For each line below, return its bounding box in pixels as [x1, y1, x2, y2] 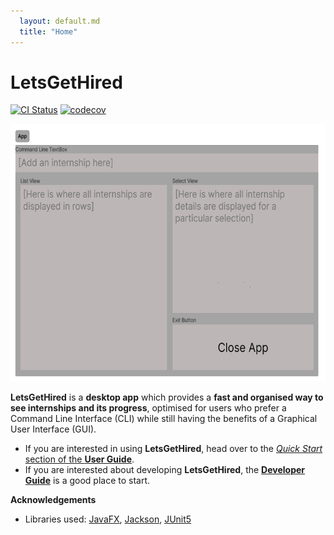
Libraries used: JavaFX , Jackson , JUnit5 [24, 513, 192, 525]
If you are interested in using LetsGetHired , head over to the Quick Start [24, 443, 323, 455]
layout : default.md [19, 16, 101, 26]
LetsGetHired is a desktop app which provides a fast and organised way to [10, 391, 324, 404]
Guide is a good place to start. [24, 475, 151, 487]
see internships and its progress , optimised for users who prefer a [10, 402, 287, 414]
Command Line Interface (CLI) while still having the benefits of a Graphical [10, 413, 318, 425]
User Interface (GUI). [10, 423, 97, 435]
